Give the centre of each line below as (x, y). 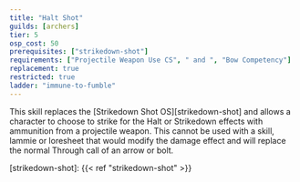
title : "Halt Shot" (47, 18)
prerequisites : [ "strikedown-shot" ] (79, 52)
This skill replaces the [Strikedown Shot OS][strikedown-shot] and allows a (150, 111)
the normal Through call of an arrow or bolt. (92, 150)
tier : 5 (24, 35)
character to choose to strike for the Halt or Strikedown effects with (136, 121)
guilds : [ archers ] (44, 26)
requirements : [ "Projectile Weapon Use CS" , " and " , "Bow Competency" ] (150, 60)
